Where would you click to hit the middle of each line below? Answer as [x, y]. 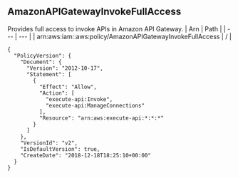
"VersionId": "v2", [49, 143]
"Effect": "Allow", [68, 87]
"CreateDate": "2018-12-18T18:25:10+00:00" [86, 155]
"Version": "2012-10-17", [64, 68]
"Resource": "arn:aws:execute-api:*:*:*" [101, 118]
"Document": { [41, 62]
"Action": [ [57, 93]
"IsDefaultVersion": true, [60, 149]
